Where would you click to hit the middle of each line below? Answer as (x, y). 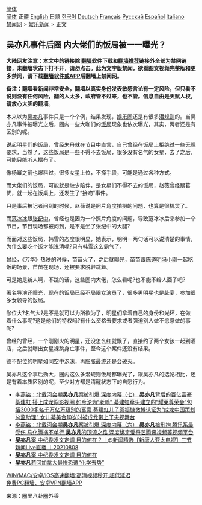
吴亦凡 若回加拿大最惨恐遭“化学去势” (60, 462)
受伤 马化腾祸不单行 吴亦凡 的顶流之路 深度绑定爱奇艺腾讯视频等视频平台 (104, 432)
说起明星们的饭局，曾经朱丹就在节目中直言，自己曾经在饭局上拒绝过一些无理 (101, 144)
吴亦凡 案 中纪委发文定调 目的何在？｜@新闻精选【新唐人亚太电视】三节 (103, 440)
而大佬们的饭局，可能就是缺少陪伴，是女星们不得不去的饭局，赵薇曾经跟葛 (98, 185)
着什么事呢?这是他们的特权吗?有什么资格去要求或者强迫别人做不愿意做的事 (99, 320)
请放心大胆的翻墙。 (30, 103)
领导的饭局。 (32, 300)
